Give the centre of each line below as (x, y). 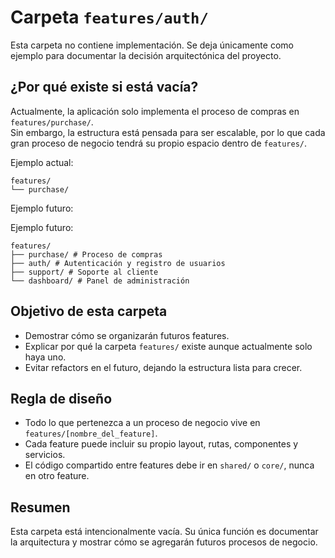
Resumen (40, 507)
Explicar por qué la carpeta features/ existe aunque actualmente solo (168, 346)
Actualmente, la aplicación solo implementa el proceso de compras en (155, 111)
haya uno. (45, 357)
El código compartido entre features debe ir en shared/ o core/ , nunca (169, 465)
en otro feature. (57, 476)
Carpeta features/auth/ (109, 17)
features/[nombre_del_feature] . (91, 433)
